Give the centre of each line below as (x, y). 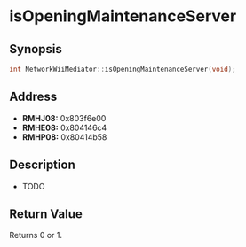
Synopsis (36, 49)
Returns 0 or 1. (36, 235)
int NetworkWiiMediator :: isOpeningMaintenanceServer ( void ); (123, 69)
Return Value (46, 214)
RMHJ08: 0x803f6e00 (64, 118)
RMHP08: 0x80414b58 (64, 137)
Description (42, 165)
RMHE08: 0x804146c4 (64, 127)
